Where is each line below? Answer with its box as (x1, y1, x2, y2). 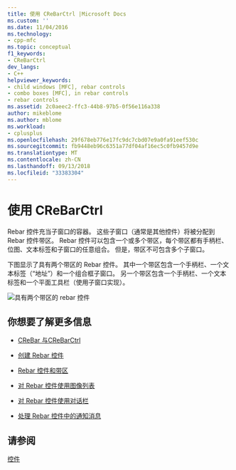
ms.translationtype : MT (7, 150, 78, 157)
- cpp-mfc (7, 37, 37, 44)
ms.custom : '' (7, 17, 50, 24)
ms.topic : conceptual (7, 43, 72, 51)
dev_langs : (7, 63, 40, 70)
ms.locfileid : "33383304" (7, 169, 84, 177)
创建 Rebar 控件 (17, 351, 64, 360)
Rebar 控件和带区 (17, 366, 69, 375)
